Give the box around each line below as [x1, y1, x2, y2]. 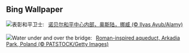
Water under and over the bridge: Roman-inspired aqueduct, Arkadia [12, 34, 180, 41]
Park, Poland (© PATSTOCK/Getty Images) [6, 40, 109, 47]
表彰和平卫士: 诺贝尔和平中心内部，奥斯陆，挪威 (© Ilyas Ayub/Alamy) [12, 20, 183, 28]
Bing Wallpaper [6, 5, 63, 15]
